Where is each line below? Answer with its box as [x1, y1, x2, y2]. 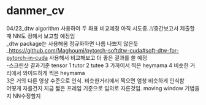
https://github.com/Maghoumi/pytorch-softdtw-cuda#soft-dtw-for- [9, 46, 180, 54]
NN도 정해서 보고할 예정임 [12, 32, 75, 40]
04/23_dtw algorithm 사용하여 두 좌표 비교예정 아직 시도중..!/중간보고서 [6, 24, 179, 32]
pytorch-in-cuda [6, 54, 48, 61]
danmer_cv [6, 4, 65, 18]
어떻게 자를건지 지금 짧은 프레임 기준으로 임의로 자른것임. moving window [6, 84, 184, 92]
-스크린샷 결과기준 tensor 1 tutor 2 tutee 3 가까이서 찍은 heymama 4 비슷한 [6, 62, 189, 69]
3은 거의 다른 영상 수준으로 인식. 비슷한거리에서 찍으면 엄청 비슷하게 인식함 [6, 77, 185, 84]
